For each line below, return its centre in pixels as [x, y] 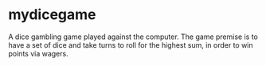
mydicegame [52, 15]
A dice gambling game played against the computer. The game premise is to [133, 37]
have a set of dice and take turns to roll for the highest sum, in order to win [131, 45]
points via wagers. [39, 53]
